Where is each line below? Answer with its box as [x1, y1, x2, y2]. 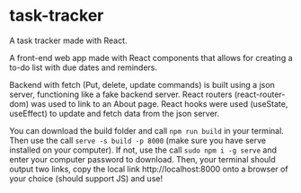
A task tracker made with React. [9, 35, 128, 46]
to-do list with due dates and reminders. [9, 62, 158, 73]
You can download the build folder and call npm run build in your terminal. [9, 125, 285, 136]
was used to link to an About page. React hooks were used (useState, [31, 98, 288, 109]
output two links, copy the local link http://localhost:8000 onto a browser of [9, 163, 289, 174]
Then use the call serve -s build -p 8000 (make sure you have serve [9, 135, 267, 145]
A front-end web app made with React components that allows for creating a [9, 52, 294, 63]
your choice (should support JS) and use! [9, 172, 164, 184]
